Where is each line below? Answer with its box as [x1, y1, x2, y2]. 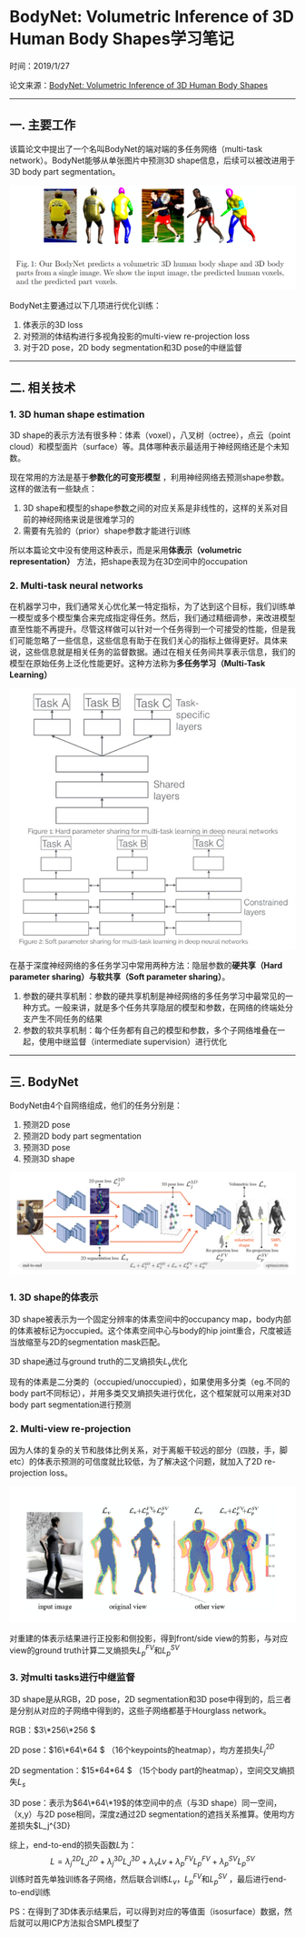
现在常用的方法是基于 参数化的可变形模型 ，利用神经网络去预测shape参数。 [9, 472, 290, 482]
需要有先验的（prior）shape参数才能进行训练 [22, 525, 192, 536]
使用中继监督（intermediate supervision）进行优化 [38, 1036, 227, 1048]
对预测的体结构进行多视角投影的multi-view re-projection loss [22, 330, 251, 342]
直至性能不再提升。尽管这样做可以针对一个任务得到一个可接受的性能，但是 [9, 624, 288, 634]
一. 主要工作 [9, 117, 76, 133]
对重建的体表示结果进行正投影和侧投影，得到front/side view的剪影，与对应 [9, 1633, 289, 1644]
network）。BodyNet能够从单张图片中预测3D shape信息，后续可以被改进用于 [9, 155, 296, 166]
